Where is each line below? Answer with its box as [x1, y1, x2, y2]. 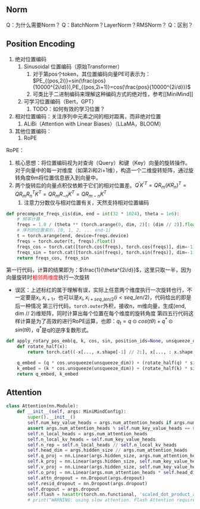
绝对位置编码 [14, 55, 46, 62]
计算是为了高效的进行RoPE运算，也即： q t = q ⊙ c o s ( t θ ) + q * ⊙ [20, 316, 173, 326]
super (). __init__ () [27, 414, 76, 420]
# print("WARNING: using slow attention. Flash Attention [27, 497, 174, 503]
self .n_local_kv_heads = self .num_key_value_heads [27, 436, 156, 442]
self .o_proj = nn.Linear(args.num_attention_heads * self [27, 469, 174, 475]
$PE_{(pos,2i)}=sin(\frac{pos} [32, 77, 106, 84]
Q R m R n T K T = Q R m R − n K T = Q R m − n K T [14, 190, 107, 199]
